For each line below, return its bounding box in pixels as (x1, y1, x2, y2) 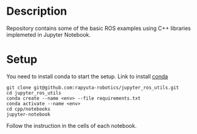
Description (6, 4, 67, 18)
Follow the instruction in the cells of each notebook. (6, 122, 137, 129)
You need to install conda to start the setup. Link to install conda (6, 72, 168, 80)
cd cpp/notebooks (6, 106, 51, 112)
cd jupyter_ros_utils (6, 90, 62, 96)
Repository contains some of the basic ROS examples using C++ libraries (6, 24, 191, 32)
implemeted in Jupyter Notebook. (6, 31, 91, 38)
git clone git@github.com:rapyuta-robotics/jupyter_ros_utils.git (6, 84, 179, 91)
